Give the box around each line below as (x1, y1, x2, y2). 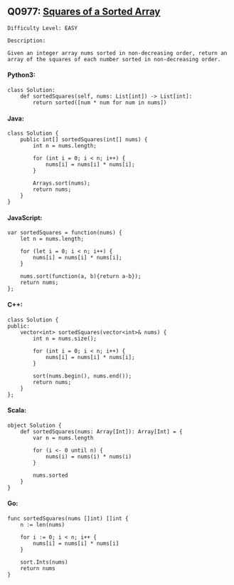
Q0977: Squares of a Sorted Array (7, 6, 161, 18)
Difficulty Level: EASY (7, 24, 78, 31)
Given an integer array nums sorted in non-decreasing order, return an (7, 49, 228, 56)
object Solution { (7, 422, 62, 429)
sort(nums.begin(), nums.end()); (33, 372, 132, 380)
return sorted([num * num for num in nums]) (33, 99, 167, 106)
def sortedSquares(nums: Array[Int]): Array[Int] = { (20, 428, 183, 435)
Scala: (7, 406, 27, 415)
